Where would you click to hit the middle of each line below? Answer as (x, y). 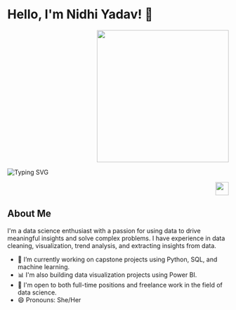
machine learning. (44, 266)
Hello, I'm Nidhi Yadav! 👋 (80, 14)
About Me (29, 214)
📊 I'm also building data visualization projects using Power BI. (107, 275)
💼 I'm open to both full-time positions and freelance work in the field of (120, 285)
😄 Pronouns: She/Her (49, 299)
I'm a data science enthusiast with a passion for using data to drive (104, 230)
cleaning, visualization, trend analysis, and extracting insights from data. (112, 245)
